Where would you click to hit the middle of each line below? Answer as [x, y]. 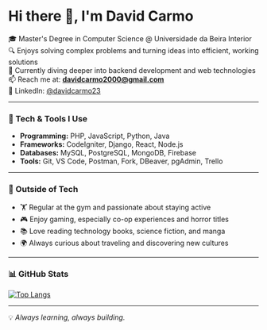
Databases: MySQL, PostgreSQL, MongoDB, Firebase [108, 153]
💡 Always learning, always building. [67, 317]
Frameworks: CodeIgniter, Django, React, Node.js [102, 144]
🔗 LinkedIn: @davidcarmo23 [54, 90]
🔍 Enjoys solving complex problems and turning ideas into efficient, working [133, 50]
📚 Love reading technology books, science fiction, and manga [122, 231]
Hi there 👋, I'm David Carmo [101, 16]
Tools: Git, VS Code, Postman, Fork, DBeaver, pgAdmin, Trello [121, 161]
